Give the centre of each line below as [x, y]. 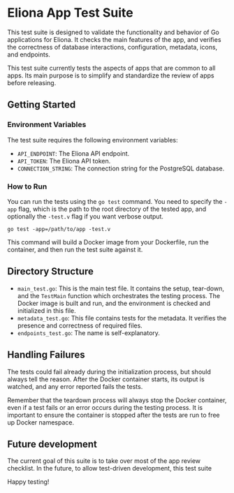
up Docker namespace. [41, 422]
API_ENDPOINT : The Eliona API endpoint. [73, 153]
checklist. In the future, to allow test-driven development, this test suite [109, 469]
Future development [52, 444]
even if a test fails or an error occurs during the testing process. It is [105, 407]
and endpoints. [29, 54]
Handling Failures [46, 355]
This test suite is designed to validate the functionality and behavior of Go [114, 32]
